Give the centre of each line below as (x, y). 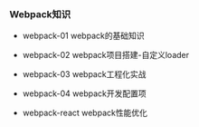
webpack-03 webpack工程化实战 (84, 74)
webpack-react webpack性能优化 (85, 113)
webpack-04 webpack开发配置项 (84, 93)
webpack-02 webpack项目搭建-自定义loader (106, 55)
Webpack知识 (40, 14)
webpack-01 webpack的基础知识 (83, 36)
